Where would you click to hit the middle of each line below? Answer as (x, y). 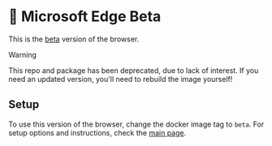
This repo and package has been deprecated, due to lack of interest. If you (134, 70)
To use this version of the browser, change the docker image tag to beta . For (136, 124)
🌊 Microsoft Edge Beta (85, 17)
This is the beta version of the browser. (74, 39)
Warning (22, 54)
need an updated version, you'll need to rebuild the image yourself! (121, 79)
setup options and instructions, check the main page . (97, 132)
